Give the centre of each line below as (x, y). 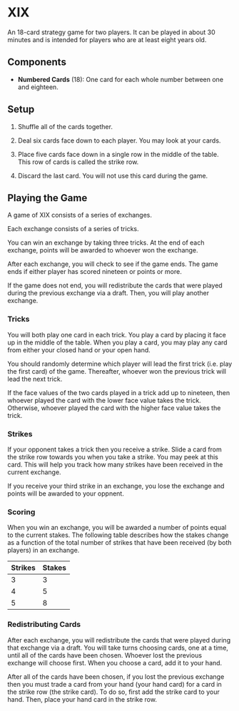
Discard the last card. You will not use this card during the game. (113, 175)
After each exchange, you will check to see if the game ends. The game (113, 264)
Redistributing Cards (44, 625)
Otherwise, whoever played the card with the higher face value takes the (114, 408)
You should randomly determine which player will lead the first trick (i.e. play (120, 364)
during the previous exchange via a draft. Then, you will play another (108, 293)
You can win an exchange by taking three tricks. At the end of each (106, 242)
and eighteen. (38, 87)
